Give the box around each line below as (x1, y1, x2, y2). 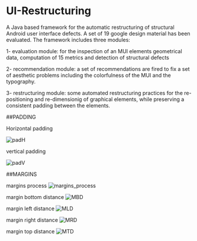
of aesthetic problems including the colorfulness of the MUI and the (6, 71, 172, 79)
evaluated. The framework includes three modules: (6, 36, 130, 43)
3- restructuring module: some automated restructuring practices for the (6, 89, 183, 96)
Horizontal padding (6, 125, 53, 132)
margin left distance (6, 205, 55, 212)
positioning (6, 96, 34, 103)
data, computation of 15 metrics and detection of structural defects (6, 54, 170, 61)
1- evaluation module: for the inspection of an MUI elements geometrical (6, 47, 182, 54)
